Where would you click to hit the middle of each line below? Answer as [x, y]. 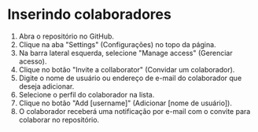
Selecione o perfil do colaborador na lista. [87, 94]
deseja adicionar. [46, 86]
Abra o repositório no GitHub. [66, 36]
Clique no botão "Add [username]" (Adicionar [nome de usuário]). [125, 103]
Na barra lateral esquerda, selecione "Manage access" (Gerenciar [125, 53]
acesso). [33, 61]
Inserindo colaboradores [90, 15]
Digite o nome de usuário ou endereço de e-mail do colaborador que [130, 78]
